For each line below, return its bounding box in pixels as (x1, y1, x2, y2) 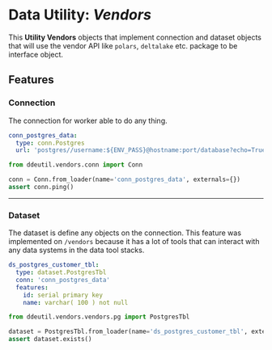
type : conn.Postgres (15, 139, 85, 147)
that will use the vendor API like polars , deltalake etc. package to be (8, 40, 238, 50)
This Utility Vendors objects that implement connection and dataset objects (8, 32, 261, 42)
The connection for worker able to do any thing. (8, 116, 168, 125)
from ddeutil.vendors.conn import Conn (8, 161, 143, 169)
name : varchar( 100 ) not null (23, 298, 129, 306)
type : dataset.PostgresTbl (15, 268, 107, 276)
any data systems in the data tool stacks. (8, 245, 145, 255)
